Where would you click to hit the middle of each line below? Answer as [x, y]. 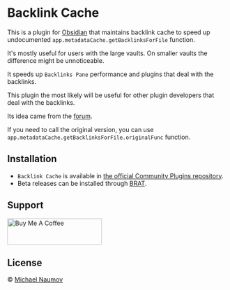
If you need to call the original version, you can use [80, 129]
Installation [32, 159]
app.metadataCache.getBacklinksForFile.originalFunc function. [99, 137]
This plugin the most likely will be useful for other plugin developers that [111, 95]
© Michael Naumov [35, 280]
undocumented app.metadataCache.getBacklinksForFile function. [101, 39]
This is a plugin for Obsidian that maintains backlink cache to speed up [109, 32]
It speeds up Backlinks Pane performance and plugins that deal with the [110, 74]
